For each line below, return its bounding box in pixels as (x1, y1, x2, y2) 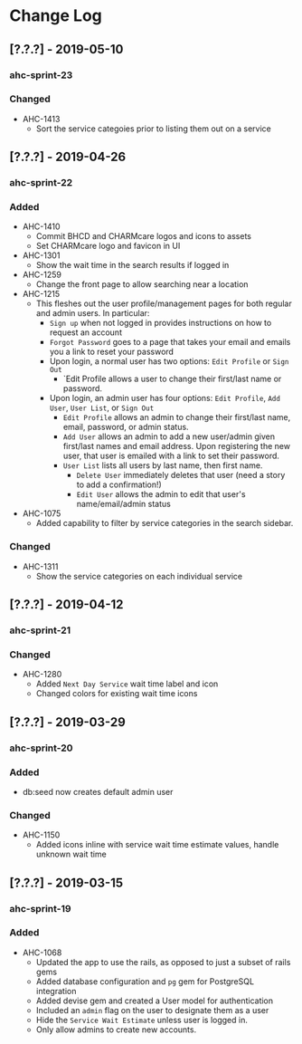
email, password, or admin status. (62, 422, 189, 433)
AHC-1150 (22, 829, 61, 840)
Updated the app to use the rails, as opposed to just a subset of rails (35, 956, 291, 967)
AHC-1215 (22, 289, 61, 300)
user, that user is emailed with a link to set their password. (62, 450, 280, 462)
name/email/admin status (76, 499, 172, 510)
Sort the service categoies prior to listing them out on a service (35, 123, 271, 134)
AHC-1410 (22, 221, 61, 232)
